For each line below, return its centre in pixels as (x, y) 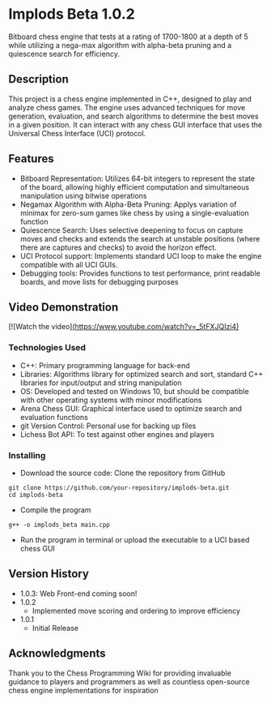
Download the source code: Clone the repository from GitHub (123, 473)
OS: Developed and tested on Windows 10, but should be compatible (134, 391)
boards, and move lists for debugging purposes (99, 281)
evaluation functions (54, 417)
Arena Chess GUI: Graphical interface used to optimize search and (131, 408)
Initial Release (55, 628)
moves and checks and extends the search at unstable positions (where (140, 238)
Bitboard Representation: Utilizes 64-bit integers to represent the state (138, 178)
